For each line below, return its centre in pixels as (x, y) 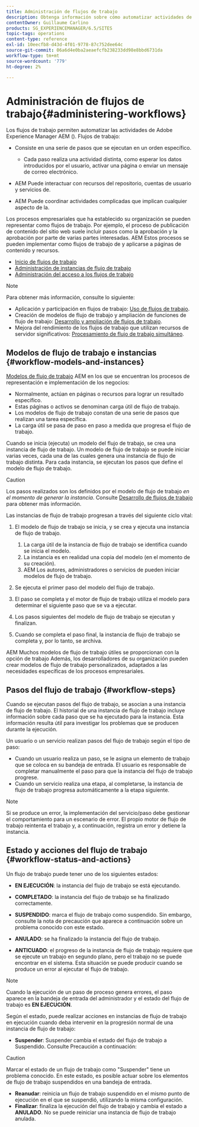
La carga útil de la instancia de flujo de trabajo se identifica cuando (105, 545)
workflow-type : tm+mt (33, 56)
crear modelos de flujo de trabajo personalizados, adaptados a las (87, 665)
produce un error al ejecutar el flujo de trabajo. (72, 969)
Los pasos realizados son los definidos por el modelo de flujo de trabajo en (98, 492)
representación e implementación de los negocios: (68, 383)
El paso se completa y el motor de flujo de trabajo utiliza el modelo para (102, 599)
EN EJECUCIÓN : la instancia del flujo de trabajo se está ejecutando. (97, 885)
